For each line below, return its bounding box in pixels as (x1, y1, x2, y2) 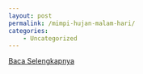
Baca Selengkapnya (8, 56, 75, 66)
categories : (8, 27, 48, 35)
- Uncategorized (23, 34, 78, 43)
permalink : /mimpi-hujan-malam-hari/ (8, 19, 136, 27)
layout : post (8, 11, 53, 20)
